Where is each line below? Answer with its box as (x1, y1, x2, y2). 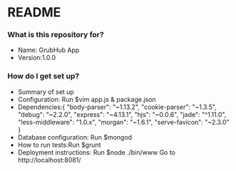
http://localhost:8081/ (17, 155, 81, 164)
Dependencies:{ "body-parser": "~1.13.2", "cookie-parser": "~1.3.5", (17, 103, 217, 111)
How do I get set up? (7, 71, 80, 81)
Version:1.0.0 (17, 53, 56, 62)
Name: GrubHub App (17, 46, 80, 54)
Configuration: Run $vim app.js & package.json (17, 95, 156, 103)
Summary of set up (17, 87, 75, 96)
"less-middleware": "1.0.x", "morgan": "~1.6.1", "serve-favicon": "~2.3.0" (17, 118, 230, 126)
